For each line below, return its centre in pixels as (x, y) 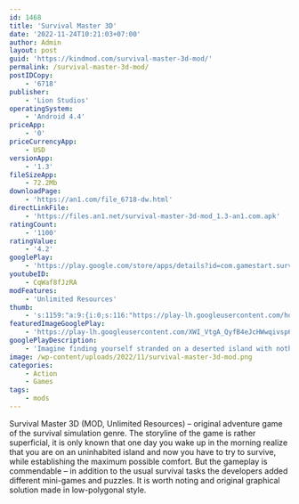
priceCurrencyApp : (43, 142)
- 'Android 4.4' (56, 117)
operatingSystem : (41, 109)
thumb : (21, 307)
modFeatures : (33, 290)
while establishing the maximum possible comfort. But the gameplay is (138, 461)
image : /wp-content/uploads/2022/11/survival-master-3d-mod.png (131, 357)
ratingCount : (33, 224)
